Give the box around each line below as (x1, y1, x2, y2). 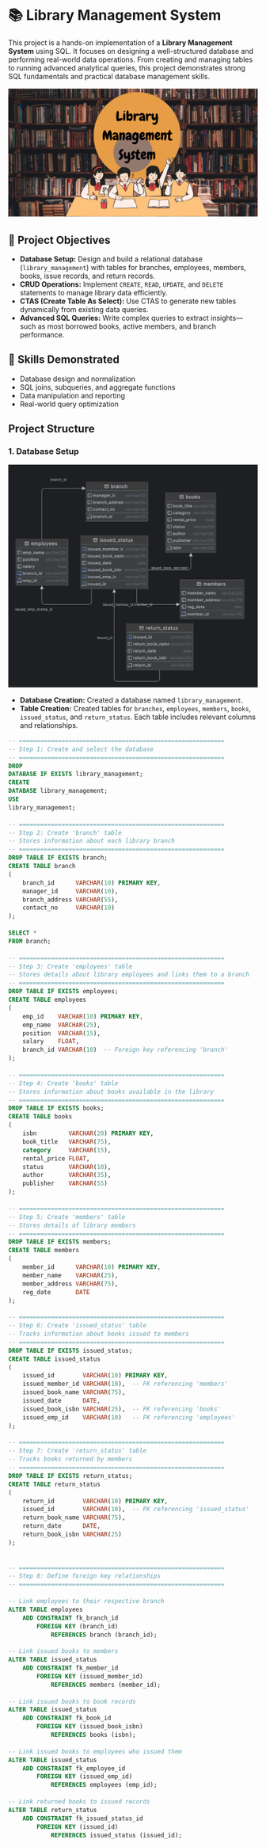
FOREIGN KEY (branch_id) (36, 1622, 119, 1630)
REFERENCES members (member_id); (50, 1681, 161, 1689)
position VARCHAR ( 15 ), (22, 1029, 101, 1038)
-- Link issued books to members (8, 1647, 119, 1655)
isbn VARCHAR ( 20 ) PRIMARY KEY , (22, 1129, 154, 1137)
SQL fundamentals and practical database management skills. (8, 71, 211, 81)
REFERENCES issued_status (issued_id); (50, 1831, 182, 1839)
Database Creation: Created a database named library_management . (19, 695, 244, 705)
